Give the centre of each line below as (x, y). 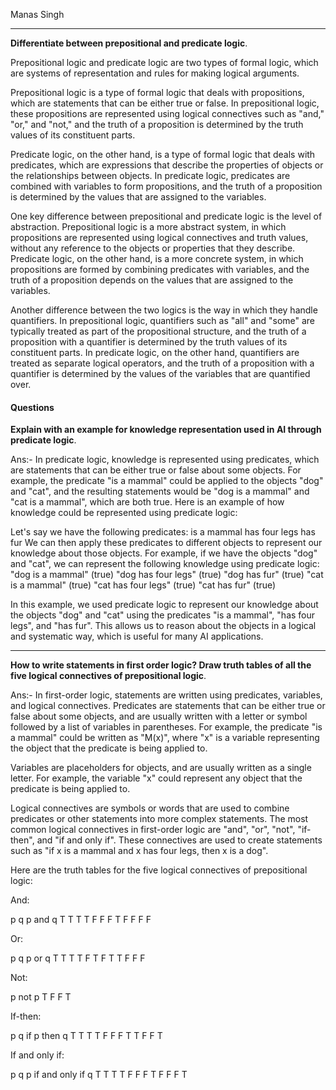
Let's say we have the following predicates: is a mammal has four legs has (163, 532)
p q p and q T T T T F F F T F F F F (81, 920)
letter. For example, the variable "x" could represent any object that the (156, 778)
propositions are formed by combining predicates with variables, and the (160, 269)
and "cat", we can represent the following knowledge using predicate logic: (165, 564)
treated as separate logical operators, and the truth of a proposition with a (162, 363)
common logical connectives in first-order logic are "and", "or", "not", (153, 830)
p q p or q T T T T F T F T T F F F (78, 958)
